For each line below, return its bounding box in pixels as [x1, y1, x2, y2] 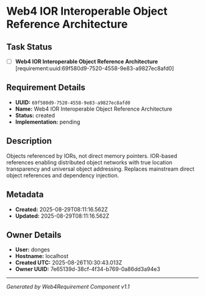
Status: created [15, 111, 55, 119]
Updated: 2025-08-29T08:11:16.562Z [15, 212, 110, 220]
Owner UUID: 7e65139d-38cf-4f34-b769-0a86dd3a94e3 [15, 265, 160, 273]
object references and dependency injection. [6, 171, 119, 179]
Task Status [6, 42, 52, 52]
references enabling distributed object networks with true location [6, 158, 173, 166]
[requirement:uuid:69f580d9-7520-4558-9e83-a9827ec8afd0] [15, 65, 174, 72]
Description [6, 136, 52, 146]
